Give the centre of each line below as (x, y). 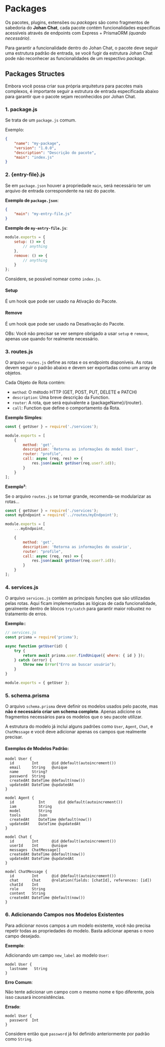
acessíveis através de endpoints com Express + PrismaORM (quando (76, 33)
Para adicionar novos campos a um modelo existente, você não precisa (78, 925)
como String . (19, 1039)
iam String (31, 807)
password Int (24, 1020)
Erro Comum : (19, 982)
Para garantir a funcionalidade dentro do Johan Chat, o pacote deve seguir (82, 48)
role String (27, 889)
